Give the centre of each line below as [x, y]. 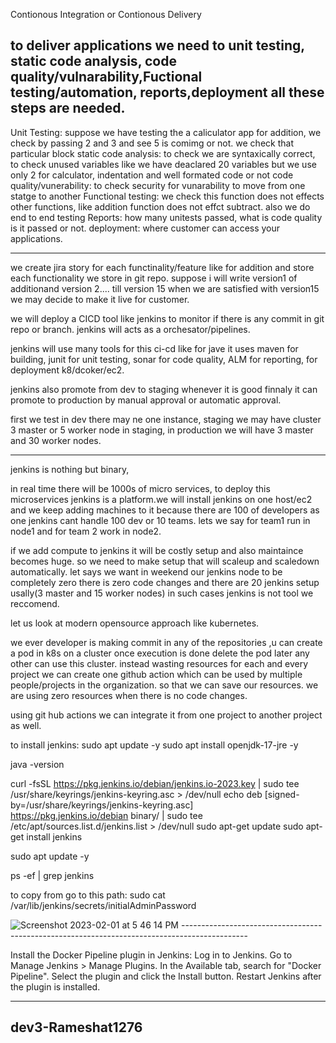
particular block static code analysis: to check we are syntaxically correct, [163, 153]
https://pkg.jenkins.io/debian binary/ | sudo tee [106, 815]
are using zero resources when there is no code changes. [129, 695]
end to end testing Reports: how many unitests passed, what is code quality [166, 217]
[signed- [282, 794]
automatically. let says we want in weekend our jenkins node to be [146, 571]
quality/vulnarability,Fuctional [106, 77]
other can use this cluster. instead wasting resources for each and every [159, 663]
